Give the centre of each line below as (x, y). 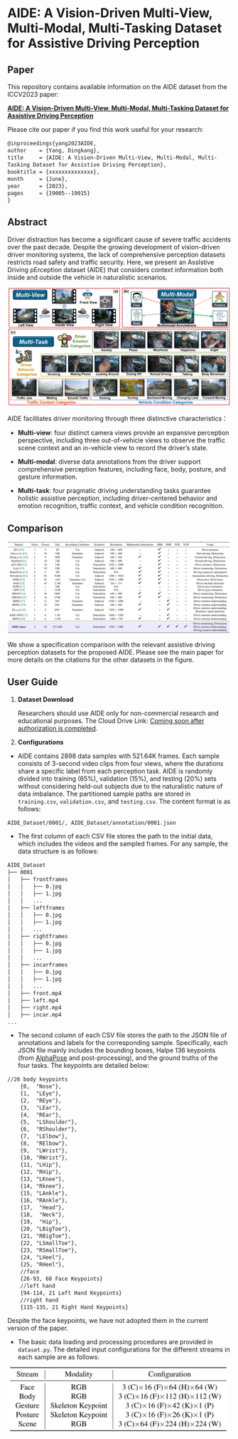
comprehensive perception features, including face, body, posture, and (121, 469)
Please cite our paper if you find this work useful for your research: (106, 129)
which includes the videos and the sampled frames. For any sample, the (123, 843)
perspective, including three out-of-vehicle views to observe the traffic (121, 440)
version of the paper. (38, 1328)
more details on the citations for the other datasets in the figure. (101, 660)
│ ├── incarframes (38, 965)
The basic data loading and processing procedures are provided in (115, 1341)
